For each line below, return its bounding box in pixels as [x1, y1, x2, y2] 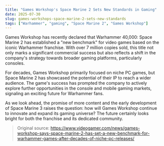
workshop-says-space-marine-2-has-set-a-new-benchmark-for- [17, 130, 150, 136]
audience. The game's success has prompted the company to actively [5, 80, 147, 86]
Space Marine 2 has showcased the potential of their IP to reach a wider [5, 75, 151, 81]
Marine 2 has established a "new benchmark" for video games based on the [5, 40, 160, 46]
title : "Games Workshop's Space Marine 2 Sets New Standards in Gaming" [5, 7, 157, 12]
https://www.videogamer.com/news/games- [50, 125, 140, 131]
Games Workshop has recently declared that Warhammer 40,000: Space [5, 34, 153, 40]
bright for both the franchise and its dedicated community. [5, 116, 124, 122]
